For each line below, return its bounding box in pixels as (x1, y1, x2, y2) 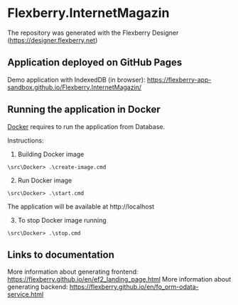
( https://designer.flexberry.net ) (7, 35, 98, 44)
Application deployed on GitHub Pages (7, 57, 183, 69)
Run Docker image (17, 176, 72, 184)
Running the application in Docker (7, 104, 161, 116)
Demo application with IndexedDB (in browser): (7, 75, 146, 84)
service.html (7, 290, 44, 299)
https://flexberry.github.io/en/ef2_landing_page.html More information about (7, 275, 232, 284)
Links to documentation (7, 248, 115, 260)
